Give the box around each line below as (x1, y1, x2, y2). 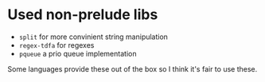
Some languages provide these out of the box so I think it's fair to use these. (7, 64, 258, 73)
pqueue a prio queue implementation (18, 49, 137, 58)
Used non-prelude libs (7, 6, 158, 24)
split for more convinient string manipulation (18, 32, 169, 41)
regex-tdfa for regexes (18, 40, 95, 49)
